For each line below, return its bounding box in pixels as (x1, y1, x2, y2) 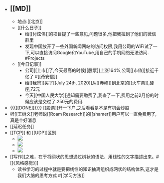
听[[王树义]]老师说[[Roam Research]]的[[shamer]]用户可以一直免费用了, (9, 111, 157, 117)
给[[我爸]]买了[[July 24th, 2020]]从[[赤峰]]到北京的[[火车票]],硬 (24, 80, 155, 86)
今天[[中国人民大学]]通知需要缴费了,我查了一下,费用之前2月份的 (24, 92, 155, 98)
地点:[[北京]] (17, 18, 43, 24)
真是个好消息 (9, 117, 36, 123)
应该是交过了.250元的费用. (29, 98, 84, 104)
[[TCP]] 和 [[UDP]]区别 (9, 130, 56, 136)
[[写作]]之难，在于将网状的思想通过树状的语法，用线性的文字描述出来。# (9, 154, 160, 160)
